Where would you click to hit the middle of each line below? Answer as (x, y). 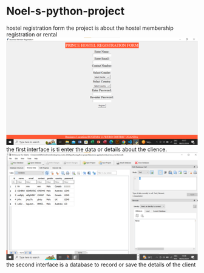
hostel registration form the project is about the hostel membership (90, 28)
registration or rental (32, 34)
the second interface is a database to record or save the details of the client (101, 265)
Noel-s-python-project (66, 11)
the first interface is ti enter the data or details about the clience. (87, 149)
